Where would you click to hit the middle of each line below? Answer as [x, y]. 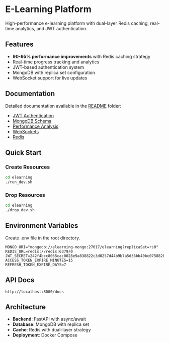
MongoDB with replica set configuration [54, 72]
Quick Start [23, 153]
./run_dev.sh [19, 182]
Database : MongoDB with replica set [51, 324]
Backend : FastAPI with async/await [49, 319]
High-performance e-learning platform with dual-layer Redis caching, [77, 23]
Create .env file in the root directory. [43, 238]
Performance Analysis [35, 126]
